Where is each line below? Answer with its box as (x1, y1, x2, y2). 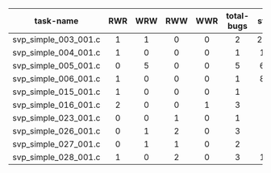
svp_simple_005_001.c (12, 60, 101, 71)
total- (225, 10, 250, 21)
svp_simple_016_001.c (12, 100, 101, 110)
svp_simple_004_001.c (12, 47, 101, 58)
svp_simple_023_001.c (12, 113, 101, 123)
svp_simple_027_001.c (12, 138, 101, 150)
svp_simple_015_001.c (12, 86, 101, 97)
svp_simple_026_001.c (12, 126, 101, 136)
